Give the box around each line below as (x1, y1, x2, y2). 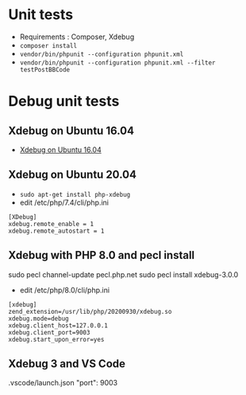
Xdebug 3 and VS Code (8, 357, 125, 370)
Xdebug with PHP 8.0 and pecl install (8, 248, 195, 262)
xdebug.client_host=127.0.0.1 (8, 321, 109, 330)
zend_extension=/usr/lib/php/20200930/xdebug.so (8, 307, 172, 315)
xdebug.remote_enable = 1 (8, 220, 94, 228)
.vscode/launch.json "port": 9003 (8, 378, 118, 388)
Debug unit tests (8, 92, 120, 111)
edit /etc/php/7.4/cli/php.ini (19, 197, 110, 207)
